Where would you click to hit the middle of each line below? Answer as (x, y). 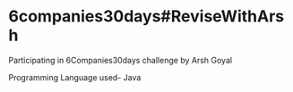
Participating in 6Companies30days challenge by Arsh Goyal (121, 60)
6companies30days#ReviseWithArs (146, 17)
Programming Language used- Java (75, 77)
